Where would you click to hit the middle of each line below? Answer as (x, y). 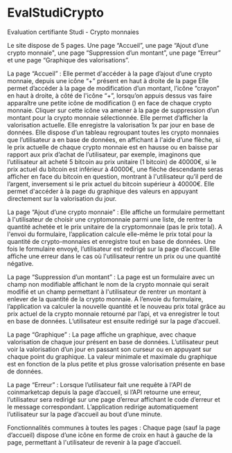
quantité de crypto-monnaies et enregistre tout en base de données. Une (111, 241)
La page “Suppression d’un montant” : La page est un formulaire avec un (111, 277)
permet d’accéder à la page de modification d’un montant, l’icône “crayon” (113, 88)
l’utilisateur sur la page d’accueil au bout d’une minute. (85, 414)
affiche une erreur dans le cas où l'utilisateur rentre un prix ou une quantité (114, 256)
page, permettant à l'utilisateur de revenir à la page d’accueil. (95, 442)
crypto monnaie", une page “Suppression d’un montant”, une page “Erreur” (114, 53)
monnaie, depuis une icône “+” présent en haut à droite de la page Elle (108, 80)
